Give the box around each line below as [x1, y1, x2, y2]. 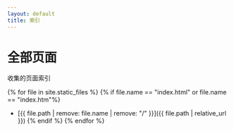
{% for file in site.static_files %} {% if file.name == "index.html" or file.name [7, 88, 227, 96]
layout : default [7, 10, 55, 18]
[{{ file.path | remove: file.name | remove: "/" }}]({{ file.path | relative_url [17, 109, 227, 118]
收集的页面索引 [7, 74, 51, 82]
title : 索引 [7, 17, 40, 24]
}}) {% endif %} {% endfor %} [17, 117, 105, 125]
